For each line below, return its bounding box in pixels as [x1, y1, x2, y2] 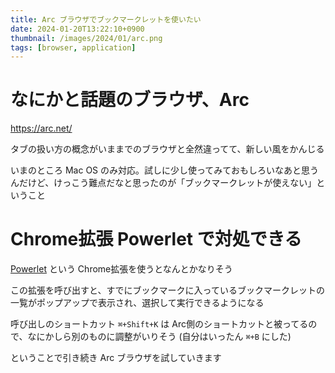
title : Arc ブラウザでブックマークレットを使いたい [10, 14, 202, 25]
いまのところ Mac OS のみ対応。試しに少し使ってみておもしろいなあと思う [10, 164, 319, 176]
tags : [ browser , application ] [10, 42, 137, 53]
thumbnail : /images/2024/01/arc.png [10, 33, 163, 43]
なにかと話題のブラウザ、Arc [10, 89, 250, 111]
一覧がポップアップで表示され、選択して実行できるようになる [10, 297, 265, 309]
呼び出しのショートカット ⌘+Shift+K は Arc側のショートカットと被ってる [10, 318, 309, 330]
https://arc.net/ [10, 122, 73, 135]
